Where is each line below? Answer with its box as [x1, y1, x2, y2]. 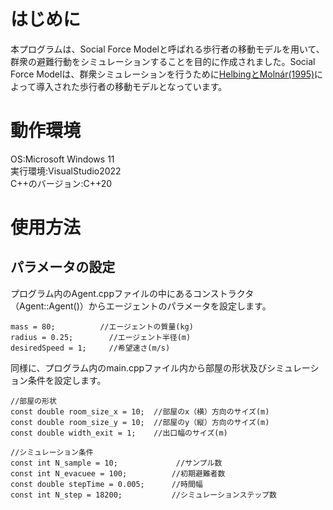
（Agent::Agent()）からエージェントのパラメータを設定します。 [10, 300, 272, 312]
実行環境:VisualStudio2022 [10, 165, 122, 177]
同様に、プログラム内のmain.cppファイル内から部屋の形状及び [10, 361, 268, 374]
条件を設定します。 [27, 374, 107, 386]
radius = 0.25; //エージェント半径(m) [10, 332, 192, 342]
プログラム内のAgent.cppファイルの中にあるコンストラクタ [10, 287, 255, 299]
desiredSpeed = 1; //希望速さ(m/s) [10, 343, 171, 353]
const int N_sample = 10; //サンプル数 [10, 458, 223, 468]
